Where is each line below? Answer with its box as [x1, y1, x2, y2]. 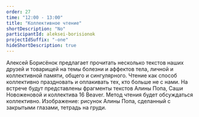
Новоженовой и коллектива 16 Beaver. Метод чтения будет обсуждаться [6, 91, 194, 98]
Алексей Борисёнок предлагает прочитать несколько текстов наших [6, 58, 184, 66]
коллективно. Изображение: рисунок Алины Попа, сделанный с [6, 97, 171, 104]
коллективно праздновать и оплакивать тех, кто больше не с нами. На [6, 78, 188, 85]
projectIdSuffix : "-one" [6, 37, 69, 43]
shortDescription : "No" [6, 25, 66, 32]
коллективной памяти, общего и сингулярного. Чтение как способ [6, 72, 177, 79]
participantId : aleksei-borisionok [6, 31, 96, 37]
